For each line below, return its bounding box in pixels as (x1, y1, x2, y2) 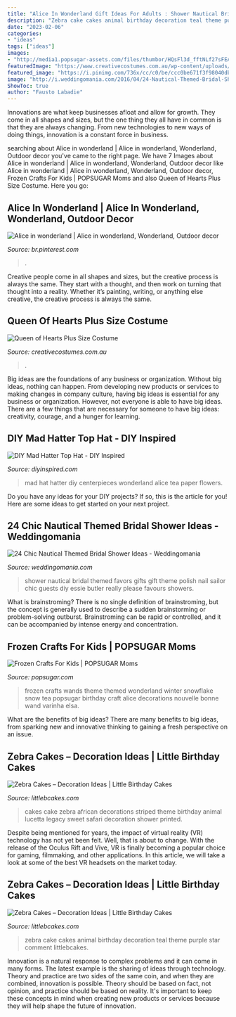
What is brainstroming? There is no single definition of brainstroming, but (7, 598, 219, 606)
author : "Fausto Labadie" (7, 89, 83, 96)
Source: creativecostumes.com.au (7, 347, 107, 356)
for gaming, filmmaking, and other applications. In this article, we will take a (7, 851, 225, 859)
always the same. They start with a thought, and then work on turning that (7, 279, 221, 288)
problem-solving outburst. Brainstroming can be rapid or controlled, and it (7, 613, 221, 621)
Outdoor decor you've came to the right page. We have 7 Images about (7, 152, 214, 160)
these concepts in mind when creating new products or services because (7, 994, 220, 1002)
